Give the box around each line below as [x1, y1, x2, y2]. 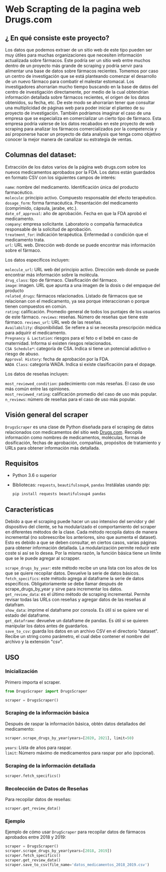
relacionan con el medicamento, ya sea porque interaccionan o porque [5, 298, 150, 304]
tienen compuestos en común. [5, 303, 67, 309]
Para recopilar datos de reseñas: [5, 797, 72, 803]
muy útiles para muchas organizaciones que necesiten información [5, 52, 142, 58]
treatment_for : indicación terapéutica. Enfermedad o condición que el [5, 232, 149, 237]
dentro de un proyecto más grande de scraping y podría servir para [5, 63, 143, 68]
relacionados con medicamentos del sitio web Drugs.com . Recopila [5, 429, 143, 435]
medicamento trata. [5, 236, 46, 242]
